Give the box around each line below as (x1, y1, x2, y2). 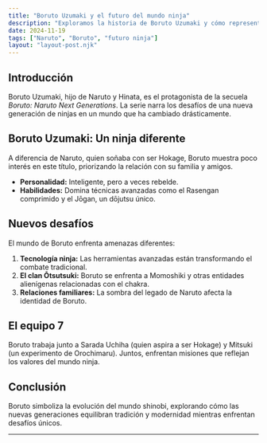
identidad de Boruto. (19, 296, 87, 305)
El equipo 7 (8, 319, 64, 332)
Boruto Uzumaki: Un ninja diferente (8, 132, 186, 146)
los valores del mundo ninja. (8, 357, 101, 367)
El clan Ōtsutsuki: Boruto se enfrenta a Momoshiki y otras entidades (19, 270, 245, 280)
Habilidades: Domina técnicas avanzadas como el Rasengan (19, 185, 219, 195)
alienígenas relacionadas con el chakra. (19, 279, 149, 288)
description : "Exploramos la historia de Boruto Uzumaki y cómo (8, 19, 226, 27)
